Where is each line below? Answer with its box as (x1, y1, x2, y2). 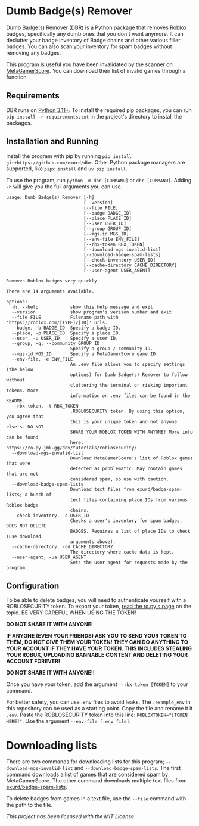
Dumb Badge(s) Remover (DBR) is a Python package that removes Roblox (6, 24, 187, 31)
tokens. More (6, 387, 39, 393)
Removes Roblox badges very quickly (6, 278, 97, 284)
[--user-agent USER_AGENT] (83, 267, 151, 274)
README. (6, 398, 26, 403)
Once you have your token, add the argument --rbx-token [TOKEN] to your (6, 681, 189, 688)
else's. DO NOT (6, 424, 44, 430)
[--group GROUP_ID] (83, 225, 132, 232)
